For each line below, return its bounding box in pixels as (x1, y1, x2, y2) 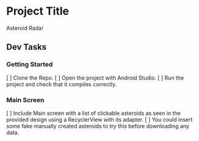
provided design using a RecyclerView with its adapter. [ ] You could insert (6, 115, 193, 123)
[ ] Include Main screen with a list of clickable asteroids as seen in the (6, 109, 181, 117)
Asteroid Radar (6, 24, 44, 32)
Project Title (6, 4, 69, 18)
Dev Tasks (6, 42, 47, 52)
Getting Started (6, 60, 53, 69)
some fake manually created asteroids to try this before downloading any (6, 122, 190, 129)
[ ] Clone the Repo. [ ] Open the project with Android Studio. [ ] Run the (6, 74, 184, 81)
